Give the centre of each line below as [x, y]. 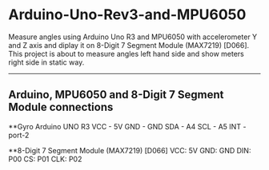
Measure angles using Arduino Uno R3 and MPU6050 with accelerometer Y [133, 37]
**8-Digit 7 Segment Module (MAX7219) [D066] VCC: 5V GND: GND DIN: [130, 150]
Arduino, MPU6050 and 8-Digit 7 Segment [116, 95]
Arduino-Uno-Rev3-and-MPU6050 [127, 15]
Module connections [61, 107]
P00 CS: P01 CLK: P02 [45, 159]
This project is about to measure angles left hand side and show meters [126, 53]
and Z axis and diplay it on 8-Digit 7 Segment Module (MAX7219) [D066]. [129, 45]
